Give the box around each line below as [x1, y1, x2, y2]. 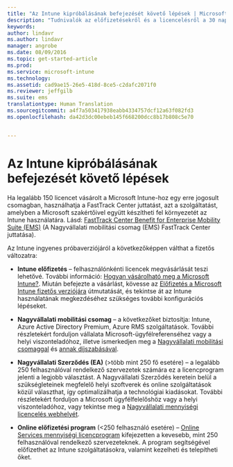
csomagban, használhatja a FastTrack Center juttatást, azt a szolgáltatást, [7, 201, 218, 209]
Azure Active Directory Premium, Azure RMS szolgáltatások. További [17, 322, 214, 331]
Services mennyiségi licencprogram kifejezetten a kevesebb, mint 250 [17, 430, 218, 439]
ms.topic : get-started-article [7, 56, 98, 63]
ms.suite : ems [7, 95, 49, 101]
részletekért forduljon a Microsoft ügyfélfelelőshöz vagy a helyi [17, 395, 198, 403]
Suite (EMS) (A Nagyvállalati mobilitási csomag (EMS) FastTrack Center [7, 223, 211, 231]
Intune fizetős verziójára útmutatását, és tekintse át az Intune [17, 286, 192, 295]
